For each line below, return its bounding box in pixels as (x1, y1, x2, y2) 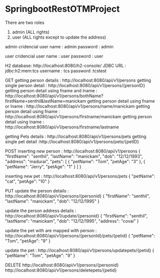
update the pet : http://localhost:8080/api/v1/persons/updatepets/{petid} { (5, 247, 155, 253)
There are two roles (5, 20, 45, 25)
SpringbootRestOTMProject (5, 3, 120, 15)
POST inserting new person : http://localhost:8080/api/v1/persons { (5, 148, 140, 154)
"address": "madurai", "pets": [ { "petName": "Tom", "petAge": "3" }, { (5, 158, 145, 164)
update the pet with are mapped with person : (5, 227, 97, 233)
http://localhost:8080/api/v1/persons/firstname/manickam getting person (5, 113, 152, 119)
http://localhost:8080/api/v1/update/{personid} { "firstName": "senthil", (5, 213, 148, 218)
